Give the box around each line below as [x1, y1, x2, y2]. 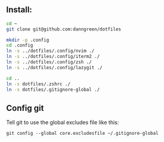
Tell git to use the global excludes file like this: [6, 119, 119, 126]
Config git [6, 103, 44, 113]
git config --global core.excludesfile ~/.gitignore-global [6, 131, 159, 137]
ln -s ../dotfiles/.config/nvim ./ [6, 48, 95, 54]
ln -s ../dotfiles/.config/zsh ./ [6, 59, 92, 65]
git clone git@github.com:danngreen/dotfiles [6, 26, 121, 32]
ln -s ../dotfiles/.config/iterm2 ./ [6, 54, 100, 60]
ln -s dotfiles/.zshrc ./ [6, 81, 70, 87]
